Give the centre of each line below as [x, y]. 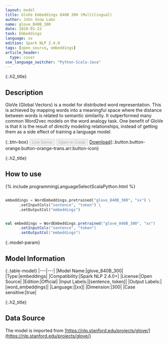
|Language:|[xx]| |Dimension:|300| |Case [93, 287]
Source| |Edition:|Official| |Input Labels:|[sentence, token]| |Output [75, 281]
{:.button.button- [128, 142]
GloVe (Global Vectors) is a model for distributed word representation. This [83, 105]
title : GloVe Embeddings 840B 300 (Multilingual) [59, 15]
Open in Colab [72, 142]
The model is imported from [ [36, 330]
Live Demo [42, 142]
